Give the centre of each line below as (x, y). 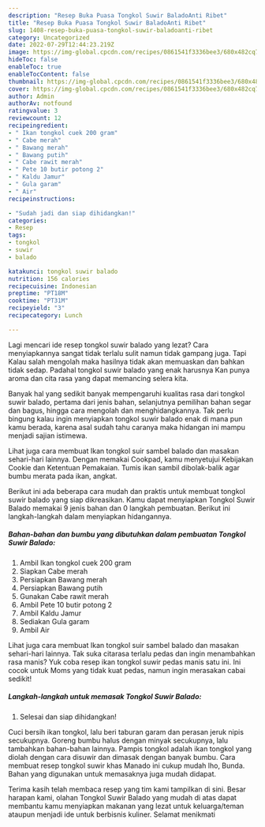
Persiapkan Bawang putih (61, 588)
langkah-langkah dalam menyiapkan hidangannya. (90, 516)
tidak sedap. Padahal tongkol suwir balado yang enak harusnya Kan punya (129, 370)
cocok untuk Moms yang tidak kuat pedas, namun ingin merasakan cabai (127, 670)
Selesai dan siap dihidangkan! (68, 717)
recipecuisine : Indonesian (52, 286)
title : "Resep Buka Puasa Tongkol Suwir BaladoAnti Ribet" (107, 23)
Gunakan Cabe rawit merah (64, 596)
